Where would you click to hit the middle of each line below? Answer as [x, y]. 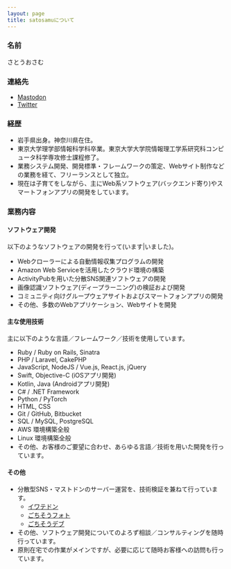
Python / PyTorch [42, 399]
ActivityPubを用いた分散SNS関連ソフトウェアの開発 [92, 279]
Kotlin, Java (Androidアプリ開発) [63, 384]
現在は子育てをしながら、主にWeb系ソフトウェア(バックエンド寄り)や [117, 184]
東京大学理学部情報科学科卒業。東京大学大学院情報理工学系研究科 [111, 149]
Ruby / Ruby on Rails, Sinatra [59, 352]
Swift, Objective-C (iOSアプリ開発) [67, 375]
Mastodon [32, 97]
